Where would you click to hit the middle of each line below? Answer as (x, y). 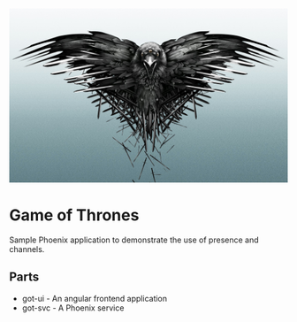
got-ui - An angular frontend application (95, 298)
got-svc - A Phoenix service (73, 308)
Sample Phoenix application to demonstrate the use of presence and (134, 240)
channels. (27, 249)
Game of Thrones (74, 215)
